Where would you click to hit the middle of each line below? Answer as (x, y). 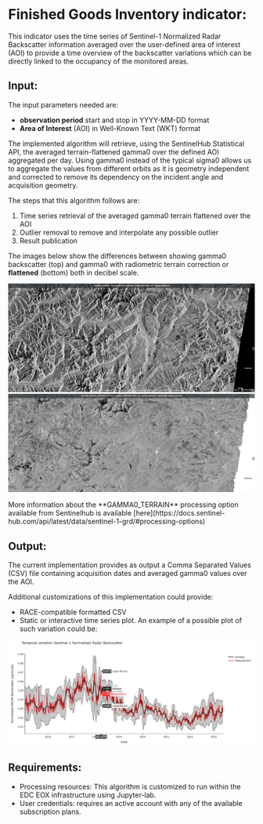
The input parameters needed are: (63, 104)
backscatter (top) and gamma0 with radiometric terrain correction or (119, 264)
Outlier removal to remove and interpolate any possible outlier (119, 232)
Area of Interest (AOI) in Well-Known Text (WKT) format (110, 128)
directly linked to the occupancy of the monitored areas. (99, 61)
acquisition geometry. (43, 185)
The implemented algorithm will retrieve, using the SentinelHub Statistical (126, 144)
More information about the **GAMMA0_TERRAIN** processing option (123, 505)
